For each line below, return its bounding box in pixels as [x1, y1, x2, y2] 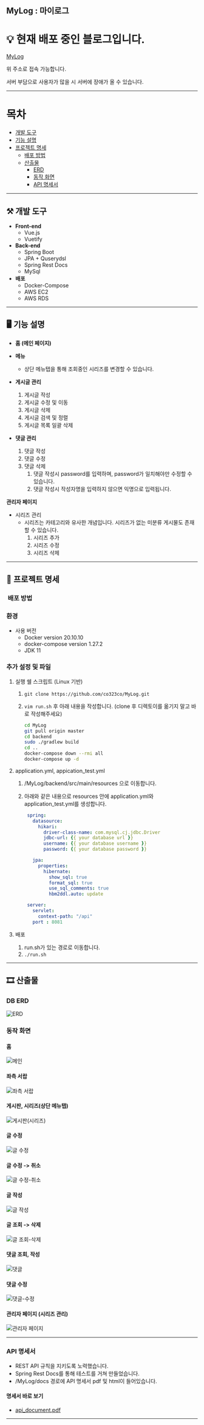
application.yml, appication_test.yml [15, 767, 105, 774]
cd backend [24, 733, 52, 740]
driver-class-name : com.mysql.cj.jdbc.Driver [43, 829, 161, 836]
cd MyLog [24, 722, 47, 728]
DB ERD [6, 996, 29, 1004]
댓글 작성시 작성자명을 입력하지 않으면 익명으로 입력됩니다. [33, 485, 171, 492]
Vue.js [24, 229, 41, 236]
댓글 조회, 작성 [6, 1251, 41, 1258]
